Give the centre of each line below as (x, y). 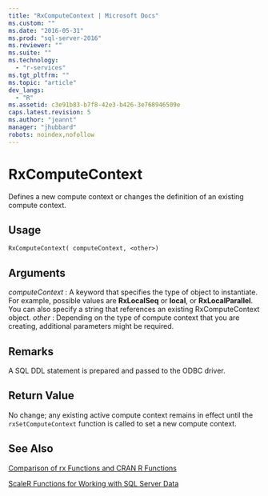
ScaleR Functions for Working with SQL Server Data (94, 483)
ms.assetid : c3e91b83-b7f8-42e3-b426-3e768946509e (94, 105)
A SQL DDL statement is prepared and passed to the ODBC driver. (117, 370)
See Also (31, 449)
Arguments (37, 273)
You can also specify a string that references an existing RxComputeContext (134, 310)
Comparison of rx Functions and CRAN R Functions (93, 468)
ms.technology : (34, 61)
